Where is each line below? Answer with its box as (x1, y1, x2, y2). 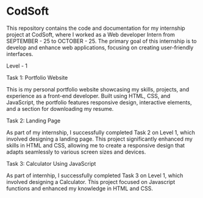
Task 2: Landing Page (6, 117, 61, 124)
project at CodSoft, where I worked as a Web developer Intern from (6, 30, 176, 38)
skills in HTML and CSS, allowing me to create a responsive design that (6, 141, 185, 149)
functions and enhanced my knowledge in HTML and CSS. (6, 185, 154, 192)
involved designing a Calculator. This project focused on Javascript (6, 178, 176, 185)
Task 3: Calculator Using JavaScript (6, 160, 96, 167)
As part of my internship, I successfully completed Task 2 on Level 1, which (6, 129, 195, 136)
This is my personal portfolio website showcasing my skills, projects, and (6, 85, 190, 93)
